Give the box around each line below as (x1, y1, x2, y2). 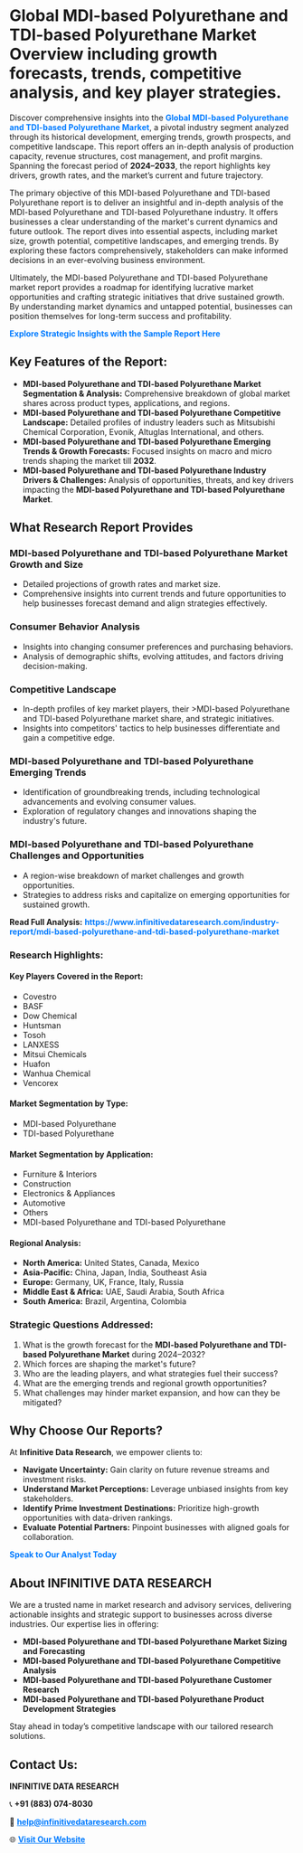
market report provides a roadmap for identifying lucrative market (9, 281, 254, 292)
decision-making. (22, 660, 88, 671)
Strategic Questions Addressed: (9, 1319, 154, 1331)
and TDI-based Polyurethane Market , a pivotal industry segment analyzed (9, 121, 289, 132)
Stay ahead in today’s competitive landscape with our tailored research (9, 1721, 274, 1732)
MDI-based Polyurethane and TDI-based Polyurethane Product (22, 1694, 265, 1705)
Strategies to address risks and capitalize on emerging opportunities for (22, 889, 290, 900)
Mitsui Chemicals (22, 1048, 88, 1059)
